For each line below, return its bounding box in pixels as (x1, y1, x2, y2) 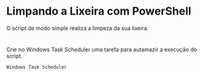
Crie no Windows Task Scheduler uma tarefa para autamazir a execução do (6, 46, 197, 53)
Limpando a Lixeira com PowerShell (6, 4, 191, 18)
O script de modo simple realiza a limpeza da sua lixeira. (6, 24, 149, 32)
